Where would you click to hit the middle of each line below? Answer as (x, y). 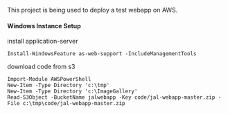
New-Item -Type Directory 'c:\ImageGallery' (72, 92)
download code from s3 (41, 67)
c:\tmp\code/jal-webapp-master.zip (74, 104)
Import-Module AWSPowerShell (49, 79)
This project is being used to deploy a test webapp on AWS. (93, 10)
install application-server (43, 41)
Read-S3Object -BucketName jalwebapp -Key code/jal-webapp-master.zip (111, 97)
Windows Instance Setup (44, 26)
